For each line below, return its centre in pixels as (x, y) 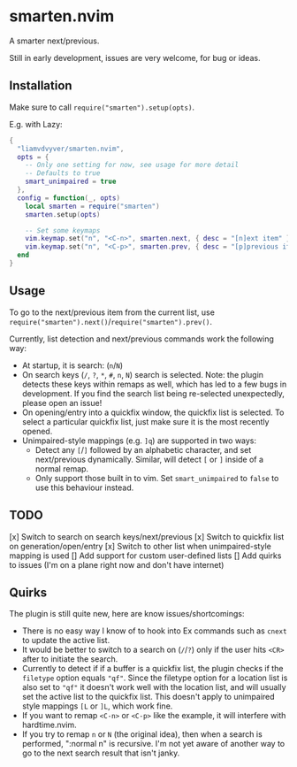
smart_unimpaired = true (71, 182)
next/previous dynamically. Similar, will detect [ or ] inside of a (149, 459)
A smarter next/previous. (54, 41)
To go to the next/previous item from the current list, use (112, 312)
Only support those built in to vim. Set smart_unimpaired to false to (157, 478)
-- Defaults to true (63, 173)
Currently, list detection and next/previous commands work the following (141, 339)
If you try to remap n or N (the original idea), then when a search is (142, 734)
